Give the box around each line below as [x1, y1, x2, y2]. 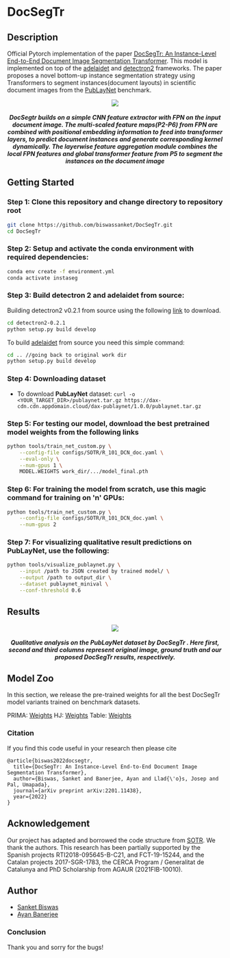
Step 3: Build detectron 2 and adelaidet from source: [7, 290, 185, 300]
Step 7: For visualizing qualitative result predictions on [7, 538, 192, 547]
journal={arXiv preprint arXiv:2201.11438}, [13, 787, 142, 794]
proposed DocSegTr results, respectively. [54, 653, 176, 661]
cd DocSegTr [7, 227, 41, 235]
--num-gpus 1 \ [19, 462, 63, 469]
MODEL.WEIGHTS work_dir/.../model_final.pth [19, 468, 149, 475]
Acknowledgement [7, 818, 90, 829]
